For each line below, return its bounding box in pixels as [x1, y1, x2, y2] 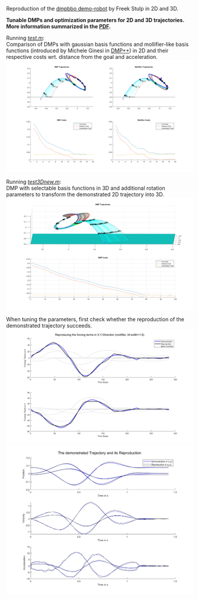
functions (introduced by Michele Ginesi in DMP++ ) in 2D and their [6, 47, 169, 54]
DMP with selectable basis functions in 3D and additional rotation [6, 184, 166, 192]
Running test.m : [6, 34, 44, 41]
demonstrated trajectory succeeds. [6, 322, 92, 329]
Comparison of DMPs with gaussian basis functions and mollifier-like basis [6, 41, 189, 48]
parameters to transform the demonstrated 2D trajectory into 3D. [6, 191, 164, 198]
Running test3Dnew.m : [6, 178, 62, 186]
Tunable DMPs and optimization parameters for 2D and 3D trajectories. [6, 17, 185, 23]
